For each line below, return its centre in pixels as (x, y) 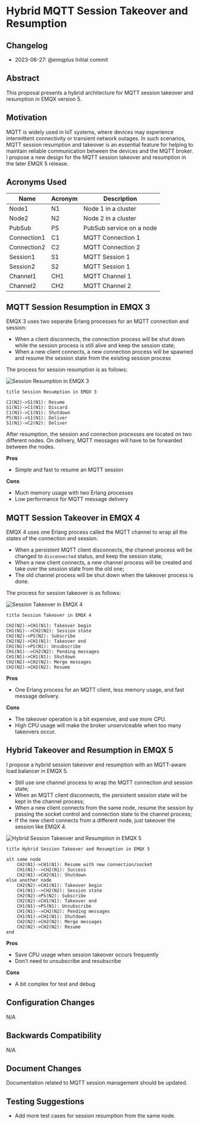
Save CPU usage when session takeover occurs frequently (87, 955)
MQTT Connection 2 (112, 248)
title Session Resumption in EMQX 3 (51, 392)
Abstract (23, 78)
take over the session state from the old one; (70, 569)
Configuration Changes (50, 1002)
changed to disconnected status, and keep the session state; (89, 556)
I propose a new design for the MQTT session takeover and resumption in (96, 157)
